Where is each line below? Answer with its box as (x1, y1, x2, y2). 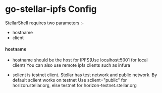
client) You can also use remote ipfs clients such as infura (12, 62, 130, 68)
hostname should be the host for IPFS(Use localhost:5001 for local (12, 57, 148, 63)
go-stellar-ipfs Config (5, 3, 97, 15)
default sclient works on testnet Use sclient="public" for (12, 77, 127, 83)
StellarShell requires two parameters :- (5, 20, 84, 26)
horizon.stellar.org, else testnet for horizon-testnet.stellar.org (12, 83, 137, 89)
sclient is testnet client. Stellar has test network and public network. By (12, 72, 158, 78)
